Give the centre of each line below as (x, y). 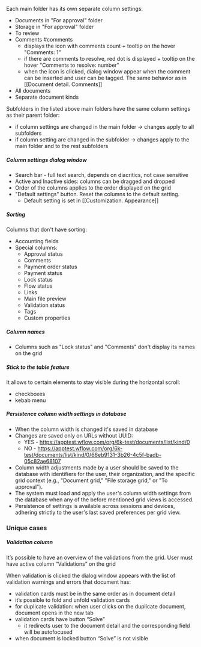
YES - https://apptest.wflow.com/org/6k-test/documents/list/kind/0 (107, 442)
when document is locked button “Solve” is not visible (81, 638)
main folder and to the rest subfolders (61, 146)
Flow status (38, 286)
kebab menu (30, 400)
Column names (25, 332)
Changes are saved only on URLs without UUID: (74, 435)
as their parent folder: (33, 115)
